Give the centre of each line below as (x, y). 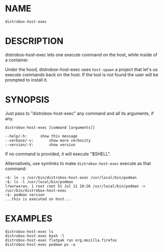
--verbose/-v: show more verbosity (48, 140)
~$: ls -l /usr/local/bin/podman (39, 182)
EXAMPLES (29, 219)
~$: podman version (25, 195)
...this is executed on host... (38, 199)
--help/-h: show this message (41, 136)
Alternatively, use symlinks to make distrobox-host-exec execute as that (78, 163)
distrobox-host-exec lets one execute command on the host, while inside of (81, 55)
